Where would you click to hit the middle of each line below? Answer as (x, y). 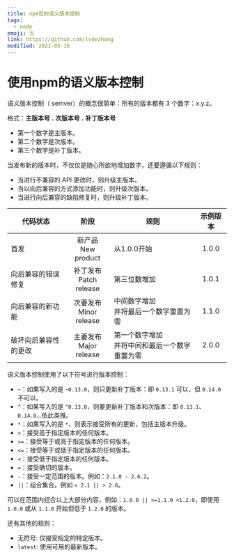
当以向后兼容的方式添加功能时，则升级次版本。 (84, 188)
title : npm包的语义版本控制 (44, 14)
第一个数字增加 (139, 335)
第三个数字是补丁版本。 (51, 150)
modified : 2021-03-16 (39, 46)
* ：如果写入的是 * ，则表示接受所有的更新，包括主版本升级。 (104, 424)
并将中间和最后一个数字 (153, 345)
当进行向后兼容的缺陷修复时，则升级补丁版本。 (84, 197)
